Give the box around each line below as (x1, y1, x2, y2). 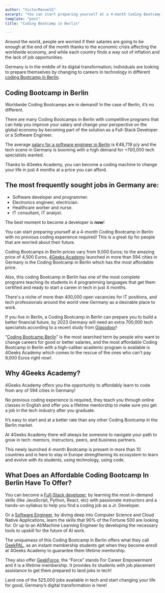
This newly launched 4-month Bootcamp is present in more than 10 (5, 446, 141, 452)
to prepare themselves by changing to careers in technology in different (5, 69, 151, 75)
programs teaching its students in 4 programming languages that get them (5, 279, 156, 285)
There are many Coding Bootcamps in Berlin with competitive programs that (5, 117, 159, 122)
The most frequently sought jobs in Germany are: (5, 181, 159, 189)
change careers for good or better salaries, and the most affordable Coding (5, 339, 158, 345)
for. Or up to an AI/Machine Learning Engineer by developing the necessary (5, 522, 158, 528)
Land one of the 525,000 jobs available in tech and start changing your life (5, 577, 156, 583)
